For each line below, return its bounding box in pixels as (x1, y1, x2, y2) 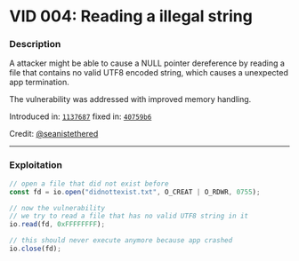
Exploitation (9, 159, 62, 171)
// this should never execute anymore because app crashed (9, 236, 233, 245)
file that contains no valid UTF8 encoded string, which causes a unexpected (9, 67, 289, 78)
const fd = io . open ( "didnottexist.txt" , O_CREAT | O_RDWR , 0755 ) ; (9, 187, 261, 196)
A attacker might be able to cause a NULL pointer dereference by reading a (9, 58, 285, 68)
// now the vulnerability (9, 203, 105, 212)
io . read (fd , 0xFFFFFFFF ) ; (9, 220, 105, 229)
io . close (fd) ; (9, 244, 62, 254)
